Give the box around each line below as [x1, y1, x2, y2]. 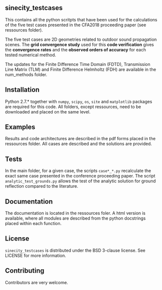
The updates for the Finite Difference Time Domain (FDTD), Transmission [5, 61, 151, 67]
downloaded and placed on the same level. [5, 109, 91, 114]
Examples [5, 123, 35, 131]
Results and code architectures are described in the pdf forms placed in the [5, 136, 156, 142]
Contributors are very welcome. [5, 279, 69, 285]
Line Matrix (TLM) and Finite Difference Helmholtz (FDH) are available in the [5, 66, 156, 72]
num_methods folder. [5, 71, 47, 77]
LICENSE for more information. [5, 252, 66, 258]
